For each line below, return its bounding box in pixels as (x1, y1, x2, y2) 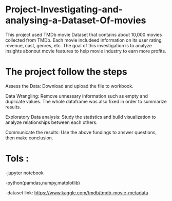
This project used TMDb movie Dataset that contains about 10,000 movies (5, 31, 162, 38)
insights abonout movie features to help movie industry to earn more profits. (5, 48, 166, 54)
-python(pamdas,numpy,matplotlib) (5, 179, 81, 186)
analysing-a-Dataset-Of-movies (5, 14, 146, 26)
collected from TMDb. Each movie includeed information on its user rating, (5, 37, 163, 43)
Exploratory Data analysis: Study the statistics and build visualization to (5, 114, 156, 120)
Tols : (5, 153, 29, 165)
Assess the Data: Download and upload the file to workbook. (5, 83, 133, 89)
